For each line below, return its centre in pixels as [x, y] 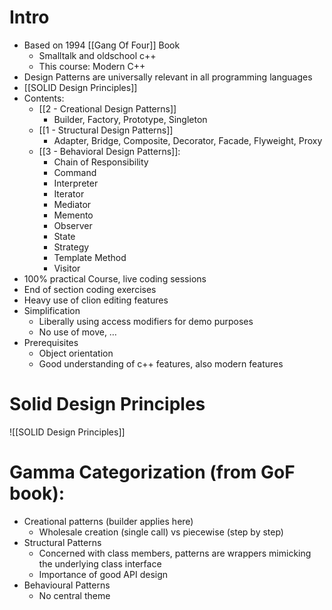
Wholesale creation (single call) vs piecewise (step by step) [161, 532]
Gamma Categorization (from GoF [152, 472]
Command [75, 172]
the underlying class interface [100, 563]
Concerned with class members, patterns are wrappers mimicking [175, 553]
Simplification [52, 310]
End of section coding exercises [90, 289]
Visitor [67, 268]
